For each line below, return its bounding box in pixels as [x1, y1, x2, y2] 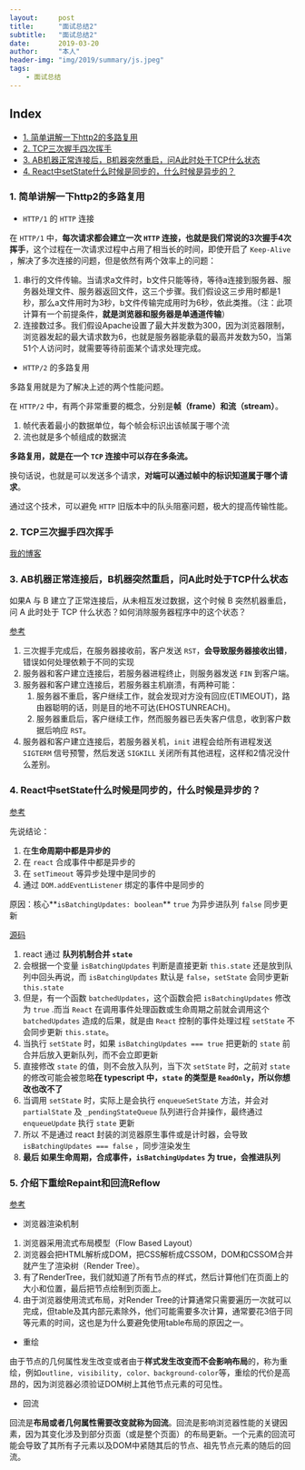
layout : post [9, 13, 75, 23]
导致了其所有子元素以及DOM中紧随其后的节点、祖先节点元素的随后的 [25, 1440, 283, 1451]
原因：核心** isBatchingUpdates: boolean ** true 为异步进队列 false [9, 898, 262, 910]
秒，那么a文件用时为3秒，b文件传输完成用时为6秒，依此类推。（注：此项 [22, 297, 293, 307]
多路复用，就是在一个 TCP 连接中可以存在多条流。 [9, 450, 193, 461]
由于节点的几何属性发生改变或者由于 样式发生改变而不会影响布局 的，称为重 [9, 1356, 288, 1367]
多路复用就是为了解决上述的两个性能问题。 [9, 381, 169, 392]
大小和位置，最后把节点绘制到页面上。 [22, 1284, 166, 1294]
